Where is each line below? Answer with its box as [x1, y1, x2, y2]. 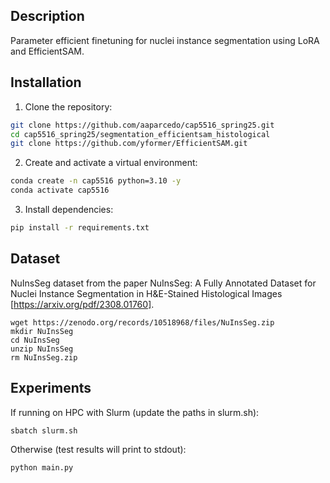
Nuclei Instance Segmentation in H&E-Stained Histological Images [10, 287, 283, 299]
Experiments [10, 380, 92, 397]
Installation [10, 74, 82, 91]
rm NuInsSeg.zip [10, 352, 78, 363]
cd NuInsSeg [10, 335, 60, 345]
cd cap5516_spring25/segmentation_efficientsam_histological [10, 129, 271, 139]
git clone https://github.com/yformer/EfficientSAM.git [10, 139, 248, 149]
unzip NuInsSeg [10, 344, 74, 354]
